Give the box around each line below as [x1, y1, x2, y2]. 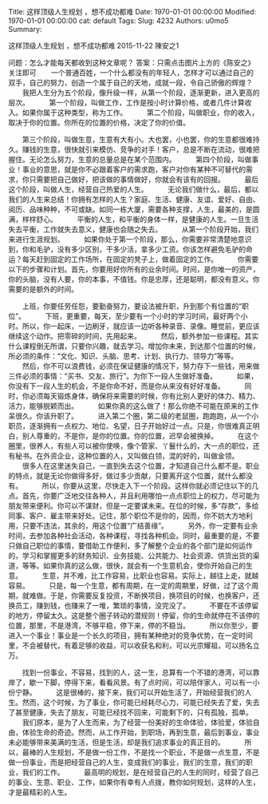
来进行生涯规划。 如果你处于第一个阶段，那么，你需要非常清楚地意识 [8, 235, 252, 244]
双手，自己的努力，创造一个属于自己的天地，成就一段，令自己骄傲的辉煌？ [8, 78, 253, 87]
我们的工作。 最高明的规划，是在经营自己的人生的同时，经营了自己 [22, 767, 259, 777]
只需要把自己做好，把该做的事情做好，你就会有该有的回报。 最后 [29, 175, 259, 184]
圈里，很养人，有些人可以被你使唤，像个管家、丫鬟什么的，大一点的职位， [8, 442, 253, 450]
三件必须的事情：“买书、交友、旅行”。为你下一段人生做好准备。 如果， [8, 371, 258, 381]
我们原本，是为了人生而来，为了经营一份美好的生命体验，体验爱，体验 [22, 718, 253, 727]
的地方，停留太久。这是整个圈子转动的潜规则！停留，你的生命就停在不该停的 [8, 611, 260, 620]
